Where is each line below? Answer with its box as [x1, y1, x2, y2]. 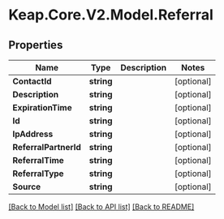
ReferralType [12, 168, 64, 179]
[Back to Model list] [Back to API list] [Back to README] [8, 202, 195, 212]
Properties [8, 38, 63, 52]
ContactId [12, 75, 52, 87]
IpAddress [12, 128, 54, 140]
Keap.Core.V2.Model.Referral [8, 6, 213, 24]
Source [12, 181, 41, 192]
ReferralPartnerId [12, 142, 81, 152]
